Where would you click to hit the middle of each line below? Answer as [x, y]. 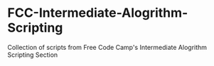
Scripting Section [33, 55]
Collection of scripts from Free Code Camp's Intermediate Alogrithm [107, 47]
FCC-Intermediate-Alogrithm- [98, 13]
